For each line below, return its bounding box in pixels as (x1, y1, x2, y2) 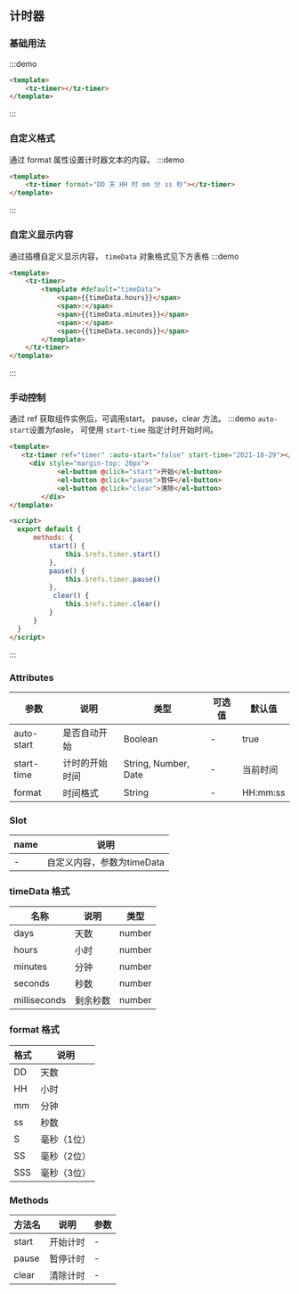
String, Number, (123, 757, 190, 769)
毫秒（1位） (40, 1132, 92, 1145)
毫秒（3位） (40, 1166, 92, 1179)
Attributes (9, 671, 54, 684)
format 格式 (9, 1024, 60, 1036)
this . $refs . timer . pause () (65, 575, 162, 584)
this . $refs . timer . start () (65, 550, 162, 559)
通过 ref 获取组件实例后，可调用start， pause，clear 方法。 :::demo (9, 413, 256, 424)
